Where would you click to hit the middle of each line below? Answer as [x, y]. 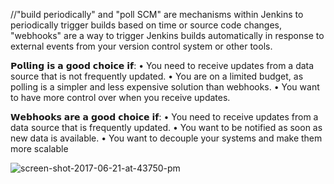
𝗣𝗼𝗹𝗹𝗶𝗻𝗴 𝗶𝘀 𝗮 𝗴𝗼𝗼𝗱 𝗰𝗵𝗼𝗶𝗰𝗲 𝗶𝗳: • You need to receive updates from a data [162, 65]
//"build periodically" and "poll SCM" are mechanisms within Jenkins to [157, 14]
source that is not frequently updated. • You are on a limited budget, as [157, 76]
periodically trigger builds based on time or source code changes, [146, 25]
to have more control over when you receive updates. [120, 97]
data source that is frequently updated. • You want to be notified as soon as [166, 127]
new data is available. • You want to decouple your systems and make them [166, 138]
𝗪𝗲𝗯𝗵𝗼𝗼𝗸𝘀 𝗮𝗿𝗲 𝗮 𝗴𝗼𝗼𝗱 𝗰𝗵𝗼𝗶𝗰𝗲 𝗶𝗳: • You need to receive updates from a [164, 117]
